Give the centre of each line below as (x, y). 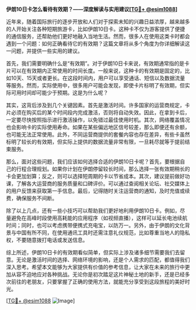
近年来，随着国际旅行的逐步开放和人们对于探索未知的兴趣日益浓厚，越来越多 (98, 22)
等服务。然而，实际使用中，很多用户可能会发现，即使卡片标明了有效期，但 (95, 85)
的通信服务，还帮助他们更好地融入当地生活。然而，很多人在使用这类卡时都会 (98, 36)
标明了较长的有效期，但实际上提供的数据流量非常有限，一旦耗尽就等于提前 (95, 142)
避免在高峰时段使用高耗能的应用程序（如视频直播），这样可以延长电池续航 (99, 218)
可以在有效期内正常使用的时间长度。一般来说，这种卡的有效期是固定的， (98, 71)
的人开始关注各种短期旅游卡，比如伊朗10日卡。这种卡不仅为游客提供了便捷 (96, 29)
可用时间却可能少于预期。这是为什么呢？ (60, 93)
